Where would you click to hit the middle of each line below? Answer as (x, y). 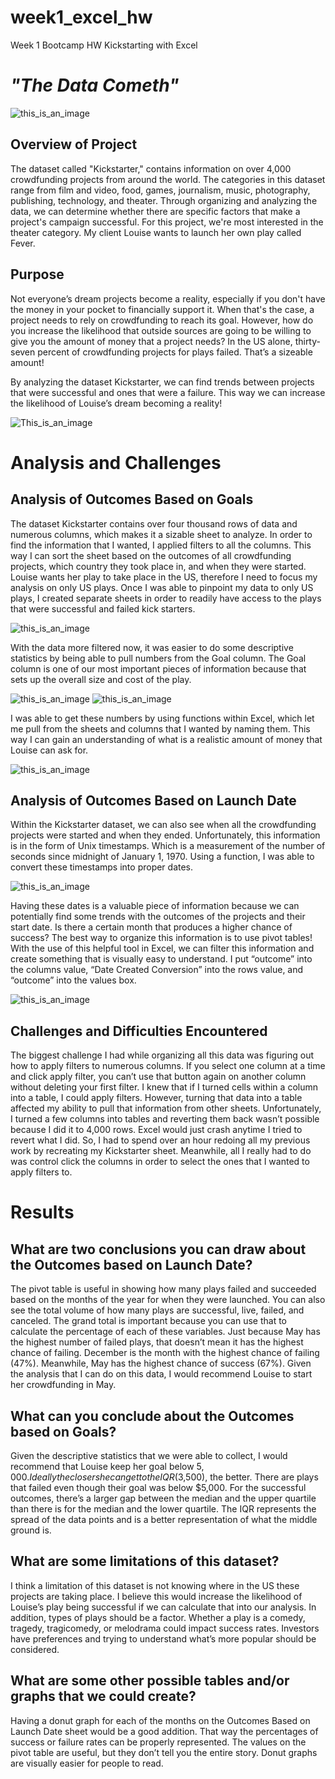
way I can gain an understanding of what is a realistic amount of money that (166, 739)
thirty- (307, 341)
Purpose (37, 274)
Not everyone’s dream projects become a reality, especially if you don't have (168, 298)
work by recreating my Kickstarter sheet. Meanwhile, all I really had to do (161, 1151)
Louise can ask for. (49, 750)
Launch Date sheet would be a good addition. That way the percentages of (164, 1731)
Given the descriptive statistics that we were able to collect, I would (149, 1455)
